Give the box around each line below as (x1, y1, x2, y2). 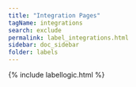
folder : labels (8, 48, 59, 56)
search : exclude (8, 26, 62, 34)
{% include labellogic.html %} (8, 70, 105, 79)
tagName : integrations (8, 19, 83, 27)
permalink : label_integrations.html (8, 33, 129, 42)
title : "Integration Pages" (8, 11, 101, 20)
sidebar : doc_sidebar (8, 41, 80, 49)
